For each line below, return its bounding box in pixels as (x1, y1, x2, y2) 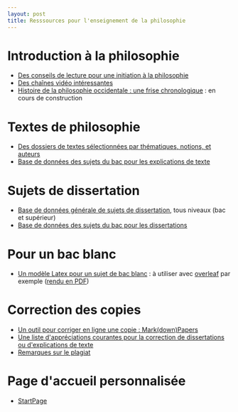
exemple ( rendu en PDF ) (17, 277, 90, 285)
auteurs (17, 150, 40, 159)
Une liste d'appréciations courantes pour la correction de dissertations (17, 333, 225, 342)
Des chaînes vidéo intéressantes (17, 79, 114, 88)
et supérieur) (17, 213, 56, 222)
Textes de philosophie (7, 119, 141, 135)
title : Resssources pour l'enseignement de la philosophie (7, 17, 186, 24)
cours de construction (17, 94, 83, 102)
